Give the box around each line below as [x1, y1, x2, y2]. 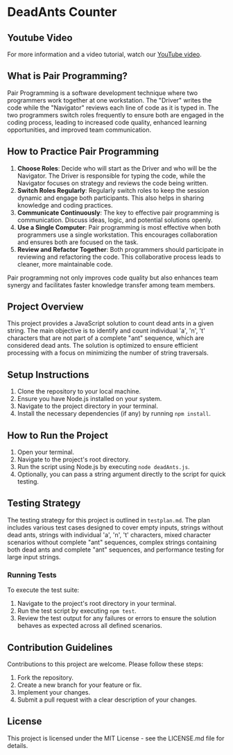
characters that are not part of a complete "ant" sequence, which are [7, 334, 205, 342]
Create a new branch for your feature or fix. [17, 681, 142, 689]
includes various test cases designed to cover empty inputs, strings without [7, 523, 224, 532]
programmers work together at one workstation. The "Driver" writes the [7, 96, 212, 104]
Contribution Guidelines [7, 641, 113, 653]
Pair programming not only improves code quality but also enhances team [7, 273, 218, 282]
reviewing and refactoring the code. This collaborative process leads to [17, 253, 221, 261]
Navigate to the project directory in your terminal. [17, 402, 158, 410]
